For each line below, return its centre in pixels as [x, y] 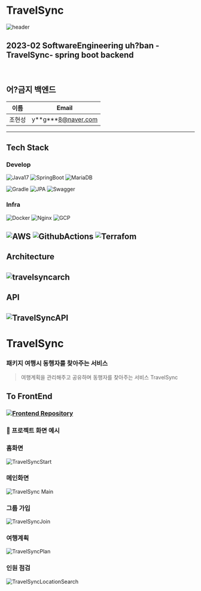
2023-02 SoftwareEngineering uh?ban [80, 46]
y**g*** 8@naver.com [65, 119]
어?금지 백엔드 [31, 90]
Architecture [31, 257]
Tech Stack [28, 147]
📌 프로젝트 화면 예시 [33, 431]
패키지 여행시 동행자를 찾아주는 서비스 [57, 363]
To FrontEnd [29, 396]
